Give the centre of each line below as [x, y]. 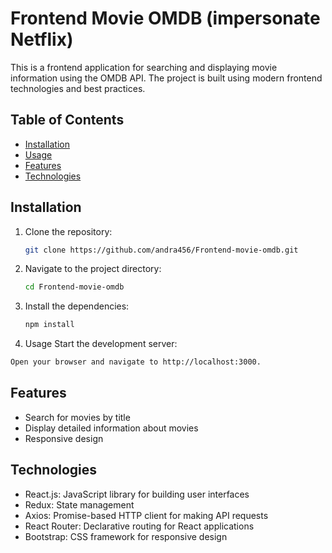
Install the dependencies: [77, 306]
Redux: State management [79, 504]
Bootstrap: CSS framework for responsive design [126, 536]
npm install [49, 325]
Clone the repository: [68, 231]
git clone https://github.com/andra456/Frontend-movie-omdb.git [161, 250]
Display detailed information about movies [111, 428]
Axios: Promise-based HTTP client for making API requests [146, 515]
